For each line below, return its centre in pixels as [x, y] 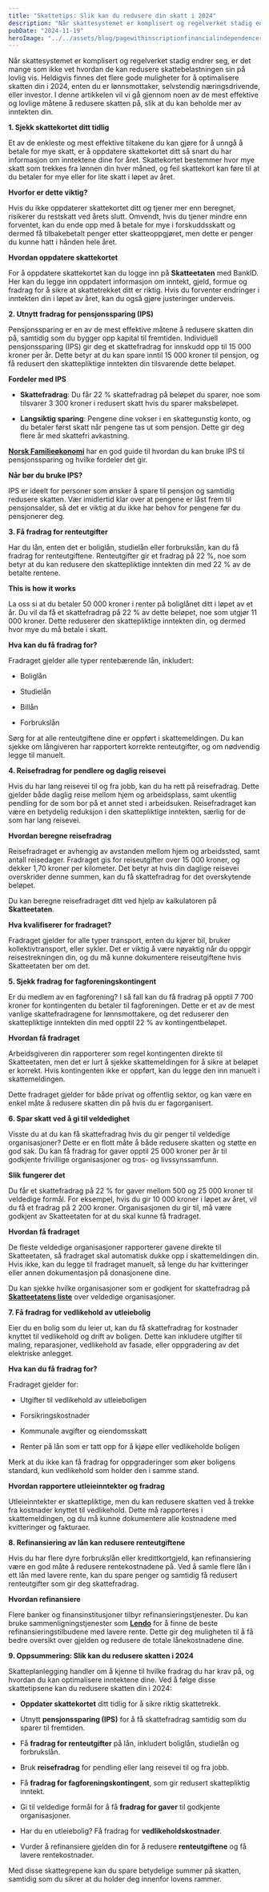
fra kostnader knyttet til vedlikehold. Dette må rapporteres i [106, 1510]
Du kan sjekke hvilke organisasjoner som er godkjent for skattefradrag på [129, 1288]
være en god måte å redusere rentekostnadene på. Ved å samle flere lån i [129, 1567]
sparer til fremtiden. [52, 1728]
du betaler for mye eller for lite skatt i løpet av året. [92, 177]
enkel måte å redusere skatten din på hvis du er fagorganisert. [111, 1103]
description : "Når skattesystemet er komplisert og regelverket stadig [130, 23]
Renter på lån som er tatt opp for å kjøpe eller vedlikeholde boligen [130, 1447]
